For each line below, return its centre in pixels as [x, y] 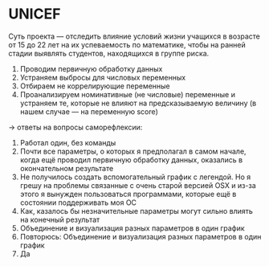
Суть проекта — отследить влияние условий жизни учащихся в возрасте [134, 36]
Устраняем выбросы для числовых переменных [103, 77]
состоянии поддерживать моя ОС [78, 203]
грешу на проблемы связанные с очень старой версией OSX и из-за [138, 185]
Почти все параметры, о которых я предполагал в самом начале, [133, 151]
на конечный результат [60, 219]
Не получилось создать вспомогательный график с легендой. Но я [135, 177]
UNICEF [35, 14]
